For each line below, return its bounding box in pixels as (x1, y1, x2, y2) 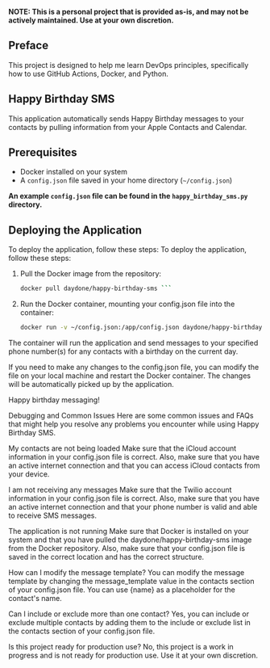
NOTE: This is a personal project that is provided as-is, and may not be (8, 7, 249, 16)
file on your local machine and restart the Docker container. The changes (8, 371, 251, 380)
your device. (8, 469, 50, 479)
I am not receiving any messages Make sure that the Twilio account (8, 485, 232, 494)
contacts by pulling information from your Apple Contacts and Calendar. (8, 122, 247, 132)
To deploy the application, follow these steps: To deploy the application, (8, 245, 247, 254)
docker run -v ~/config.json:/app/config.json (19, 323, 180, 332)
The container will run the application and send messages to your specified (8, 338, 259, 347)
